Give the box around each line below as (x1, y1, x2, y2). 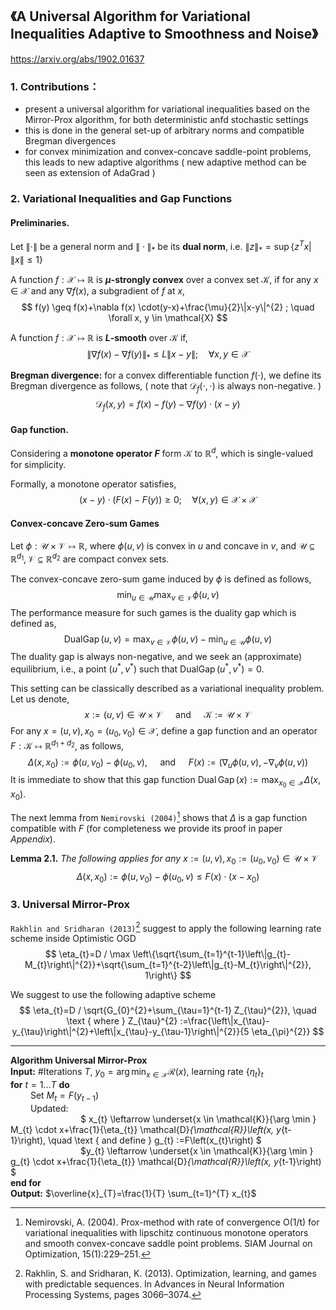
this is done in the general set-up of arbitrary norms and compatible (24, 124, 305, 137)
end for (10, 1177, 42, 1189)
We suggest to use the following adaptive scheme (10, 989, 217, 1001)
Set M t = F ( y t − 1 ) (29, 1089, 100, 1104)
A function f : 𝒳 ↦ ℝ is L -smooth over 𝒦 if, (10, 331, 188, 343)
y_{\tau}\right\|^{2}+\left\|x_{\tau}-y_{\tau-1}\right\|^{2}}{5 (11, 1026, 250, 1038)
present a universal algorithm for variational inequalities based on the (24, 103, 310, 115)
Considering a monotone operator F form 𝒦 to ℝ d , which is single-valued (10, 446, 314, 459)
